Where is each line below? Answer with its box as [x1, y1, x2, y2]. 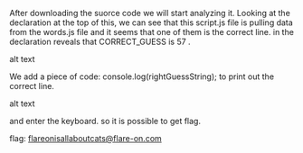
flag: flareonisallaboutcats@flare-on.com [9, 133, 163, 143]
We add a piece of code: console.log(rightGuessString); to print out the [9, 71, 274, 82]
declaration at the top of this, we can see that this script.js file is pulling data [9, 17, 294, 28]
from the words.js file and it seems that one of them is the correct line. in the [9, 27, 294, 37]
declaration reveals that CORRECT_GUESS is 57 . [9, 36, 192, 47]
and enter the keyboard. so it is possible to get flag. [9, 116, 202, 126]
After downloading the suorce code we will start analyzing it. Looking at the [9, 8, 291, 18]
